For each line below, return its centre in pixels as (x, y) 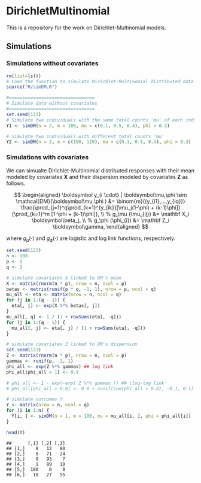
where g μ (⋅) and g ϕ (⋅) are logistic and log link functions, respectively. (91, 239)
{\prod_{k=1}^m (31, 214)
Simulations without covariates (52, 63)
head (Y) (16, 432)
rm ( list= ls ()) (24, 76)
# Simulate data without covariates (52, 104)
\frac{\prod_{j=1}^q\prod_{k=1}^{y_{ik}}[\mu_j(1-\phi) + (88, 207)
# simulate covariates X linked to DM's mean (64, 278)
